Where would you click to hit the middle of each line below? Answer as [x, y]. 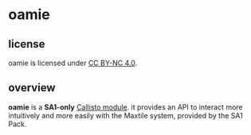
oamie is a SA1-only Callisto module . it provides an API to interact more [125, 107]
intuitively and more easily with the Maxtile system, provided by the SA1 [125, 115]
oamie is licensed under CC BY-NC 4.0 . [73, 63]
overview [32, 88]
